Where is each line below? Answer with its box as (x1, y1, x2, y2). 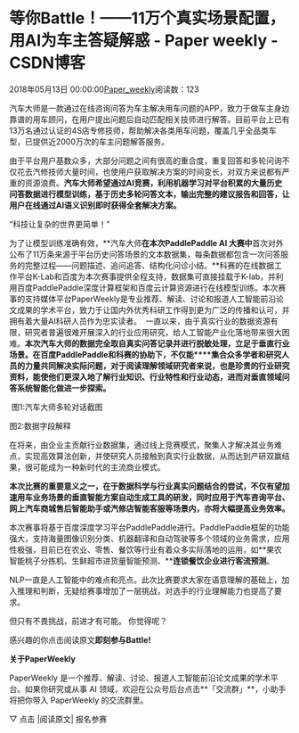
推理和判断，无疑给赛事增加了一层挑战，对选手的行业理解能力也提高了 (16, 585, 274, 596)
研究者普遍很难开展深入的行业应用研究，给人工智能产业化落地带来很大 (24, 326, 282, 337)
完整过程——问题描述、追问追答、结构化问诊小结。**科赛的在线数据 (24, 259, 275, 270)
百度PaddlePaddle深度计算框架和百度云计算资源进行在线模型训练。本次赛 (16, 282, 287, 292)
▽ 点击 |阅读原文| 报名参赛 (9, 713, 108, 724)
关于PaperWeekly (9, 653, 76, 664)
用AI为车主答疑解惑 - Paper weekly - (9, 30, 279, 51)
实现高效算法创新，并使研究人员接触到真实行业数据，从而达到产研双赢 (24, 450, 282, 461)
